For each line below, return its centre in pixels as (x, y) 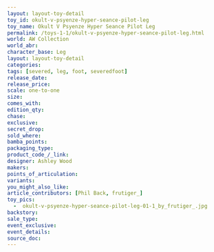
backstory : (23, 213)
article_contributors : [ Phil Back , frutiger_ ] (75, 193)
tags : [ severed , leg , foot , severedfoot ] (67, 71)
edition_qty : (26, 110)
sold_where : (24, 135)
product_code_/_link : (38, 155)
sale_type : (23, 219)
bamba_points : (28, 142)
